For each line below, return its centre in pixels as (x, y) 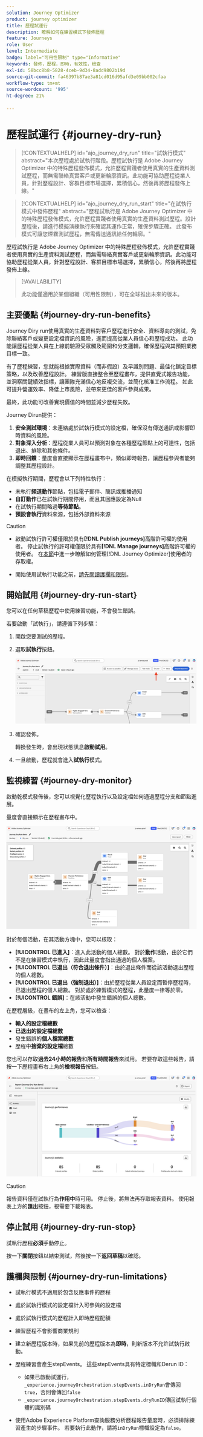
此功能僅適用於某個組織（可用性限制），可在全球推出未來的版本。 (102, 294)
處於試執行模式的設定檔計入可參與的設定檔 (68, 1305)
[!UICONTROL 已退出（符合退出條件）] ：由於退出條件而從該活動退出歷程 (105, 967)
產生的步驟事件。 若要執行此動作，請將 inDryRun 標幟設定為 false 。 (102, 1428)
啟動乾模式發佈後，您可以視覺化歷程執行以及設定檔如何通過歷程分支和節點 (99, 796)
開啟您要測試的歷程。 (41, 637)
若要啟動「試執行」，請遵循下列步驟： (53, 623)
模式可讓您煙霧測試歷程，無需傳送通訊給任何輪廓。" (86, 234)
